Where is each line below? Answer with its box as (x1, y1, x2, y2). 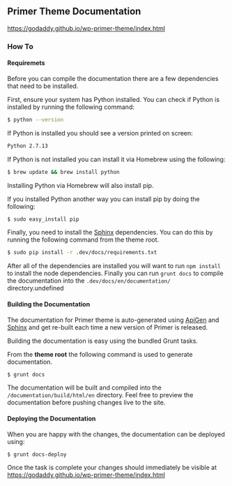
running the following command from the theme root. (7, 235, 160, 244)
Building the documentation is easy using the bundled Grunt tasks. (7, 337, 199, 345)
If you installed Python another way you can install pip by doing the (7, 195, 200, 203)
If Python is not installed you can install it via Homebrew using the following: (7, 155, 226, 163)
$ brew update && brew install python (7, 168, 120, 175)
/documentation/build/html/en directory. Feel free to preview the (7, 391, 194, 399)
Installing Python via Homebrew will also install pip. (7, 181, 154, 189)
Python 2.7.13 (7, 142, 49, 149)
